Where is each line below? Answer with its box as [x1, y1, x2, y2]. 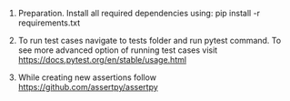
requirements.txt [17, 17, 81, 28]
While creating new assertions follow [17, 72, 157, 83]
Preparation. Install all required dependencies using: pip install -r [17, 8, 261, 18]
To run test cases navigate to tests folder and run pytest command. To [17, 35, 282, 45]
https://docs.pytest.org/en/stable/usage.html [17, 55, 187, 65]
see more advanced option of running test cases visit [17, 45, 218, 56]
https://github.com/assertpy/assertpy [17, 82, 159, 92]
